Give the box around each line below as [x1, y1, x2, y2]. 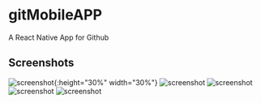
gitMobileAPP [8, 6, 103, 24]
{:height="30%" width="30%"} [53, 77, 158, 87]
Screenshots [8, 56, 75, 70]
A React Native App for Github [8, 32, 109, 42]
